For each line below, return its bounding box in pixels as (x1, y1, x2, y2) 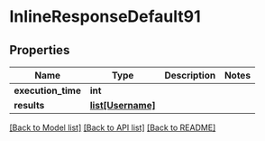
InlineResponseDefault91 (9, 6, 201, 27)
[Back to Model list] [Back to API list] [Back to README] (9, 122, 216, 133)
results (14, 99, 45, 111)
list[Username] (89, 99, 156, 111)
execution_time (14, 84, 81, 97)
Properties (9, 42, 70, 58)
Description (164, 70, 216, 81)
